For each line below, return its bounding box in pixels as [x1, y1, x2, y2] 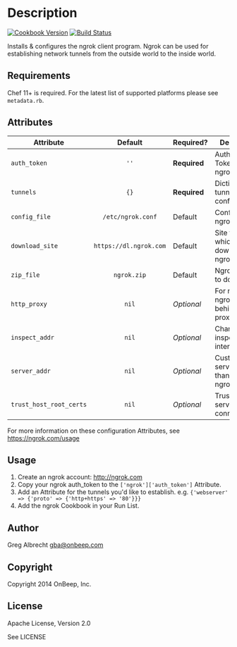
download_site [11, 242, 59, 249]
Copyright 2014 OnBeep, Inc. [7, 580, 92, 588]
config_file [11, 213, 51, 221]
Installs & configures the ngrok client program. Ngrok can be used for [7, 42, 209, 50]
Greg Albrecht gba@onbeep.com [7, 541, 104, 549]
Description [7, 5, 78, 21]
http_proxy [11, 300, 47, 308]
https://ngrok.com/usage [7, 433, 80, 442]
